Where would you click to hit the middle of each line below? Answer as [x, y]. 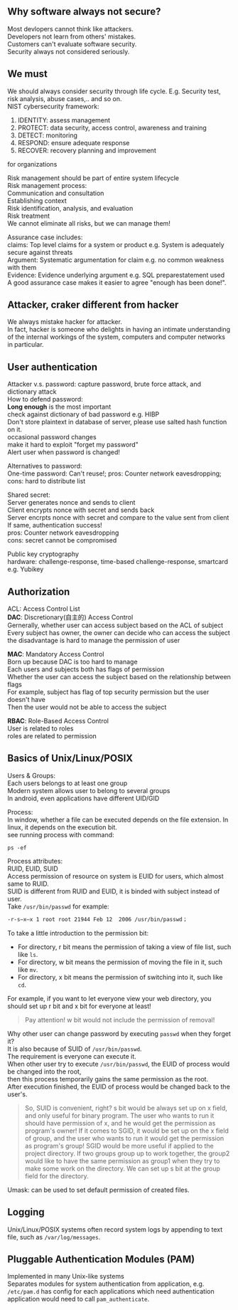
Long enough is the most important [59, 407]
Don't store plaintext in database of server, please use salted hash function [117, 422]
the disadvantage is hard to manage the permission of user [94, 641]
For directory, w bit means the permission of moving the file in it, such [120, 962]
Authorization [39, 591]
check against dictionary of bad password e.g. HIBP [83, 414]
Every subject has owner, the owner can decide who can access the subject [119, 633]
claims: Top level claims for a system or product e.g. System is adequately [116, 244]
